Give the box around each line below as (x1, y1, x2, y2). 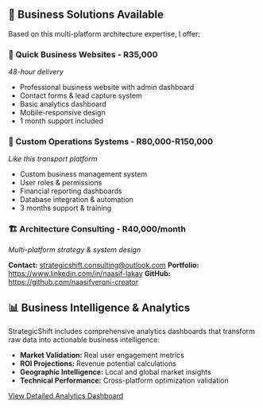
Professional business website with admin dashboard (19, 83, 195, 92)
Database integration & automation (19, 195, 133, 204)
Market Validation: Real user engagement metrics (19, 350, 184, 359)
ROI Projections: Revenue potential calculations (19, 359, 177, 368)
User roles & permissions (19, 178, 102, 188)
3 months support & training (19, 204, 112, 213)
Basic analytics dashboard (19, 99, 107, 109)
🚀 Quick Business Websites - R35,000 (8, 49, 158, 60)
